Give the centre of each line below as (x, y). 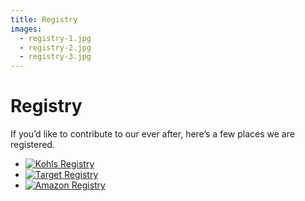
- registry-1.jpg (55, 38)
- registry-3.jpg (55, 57)
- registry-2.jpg (55, 47)
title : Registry (44, 19)
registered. (32, 145)
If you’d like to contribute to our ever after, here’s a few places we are (152, 134)
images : (26, 29)
